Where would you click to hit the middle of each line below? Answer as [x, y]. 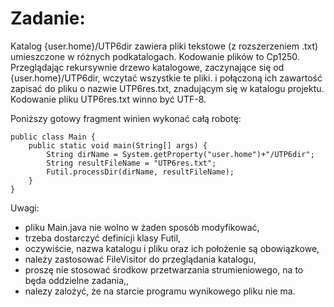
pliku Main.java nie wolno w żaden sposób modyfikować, [142, 227]
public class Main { [53, 137]
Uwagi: [25, 208]
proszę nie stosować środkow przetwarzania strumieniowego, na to [164, 269]
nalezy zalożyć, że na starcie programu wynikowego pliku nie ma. [160, 291]
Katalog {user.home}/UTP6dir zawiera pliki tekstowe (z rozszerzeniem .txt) [164, 46]
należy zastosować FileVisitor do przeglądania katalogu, [140, 259]
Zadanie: [48, 18]
